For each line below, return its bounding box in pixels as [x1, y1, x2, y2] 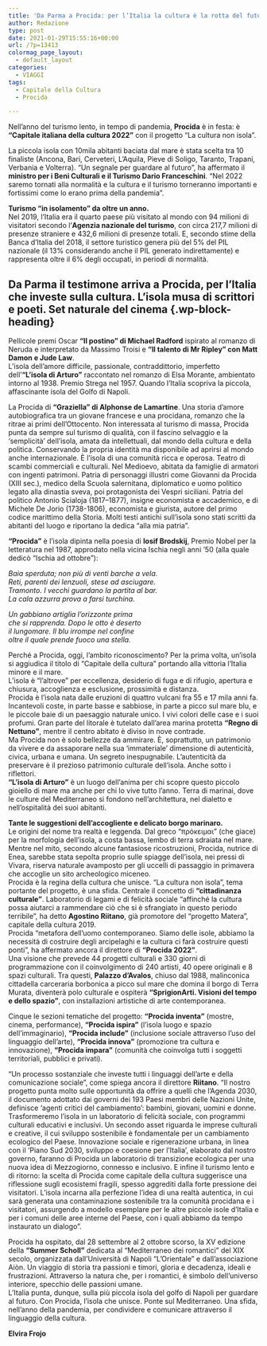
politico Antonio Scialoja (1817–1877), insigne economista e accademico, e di [8, 496, 258, 505]
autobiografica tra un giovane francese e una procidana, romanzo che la [8, 411, 245, 421]
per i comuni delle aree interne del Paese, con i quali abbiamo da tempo [8, 1213, 243, 1223]
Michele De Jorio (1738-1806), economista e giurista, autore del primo [8, 504, 238, 514]
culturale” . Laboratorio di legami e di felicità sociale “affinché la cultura [8, 894, 242, 905]
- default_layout [15, 57, 73, 65]
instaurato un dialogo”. [8, 1222, 82, 1231]
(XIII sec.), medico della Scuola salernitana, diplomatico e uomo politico [8, 479, 242, 489]
